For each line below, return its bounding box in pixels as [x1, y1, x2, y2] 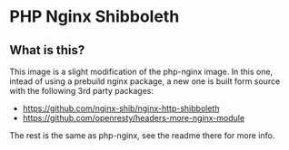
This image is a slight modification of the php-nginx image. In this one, [9, 66, 274, 77]
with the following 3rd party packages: [9, 86, 154, 96]
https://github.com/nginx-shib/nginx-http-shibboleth [22, 103, 220, 114]
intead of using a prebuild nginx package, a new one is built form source [9, 76, 281, 87]
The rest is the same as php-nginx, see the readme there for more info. [9, 130, 275, 141]
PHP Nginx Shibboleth [9, 6, 180, 27]
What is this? [9, 42, 85, 58]
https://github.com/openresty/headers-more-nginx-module [22, 113, 245, 123]
